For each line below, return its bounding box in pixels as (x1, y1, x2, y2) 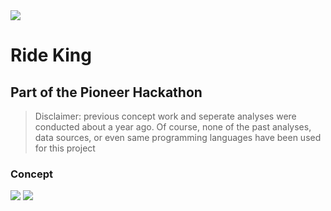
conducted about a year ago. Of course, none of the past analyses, (34, 121, 312, 133)
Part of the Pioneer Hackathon (10, 84, 203, 101)
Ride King (10, 44, 92, 67)
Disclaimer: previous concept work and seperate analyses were (34, 110, 297, 122)
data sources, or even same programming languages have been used (34, 132, 322, 143)
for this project (34, 142, 96, 154)
